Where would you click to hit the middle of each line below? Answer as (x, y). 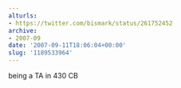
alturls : (23, 16)
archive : (23, 30)
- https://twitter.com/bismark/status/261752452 (90, 23)
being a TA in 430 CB (43, 76)
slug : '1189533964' (41, 53)
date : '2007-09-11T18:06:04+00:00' (67, 46)
